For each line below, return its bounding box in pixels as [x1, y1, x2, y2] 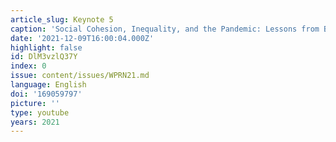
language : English [10, 80, 87, 90]
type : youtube [10, 107, 70, 118]
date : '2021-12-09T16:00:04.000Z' [10, 33, 155, 43]
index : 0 [10, 61, 47, 71]
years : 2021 [10, 117, 60, 127]
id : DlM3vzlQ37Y [10, 52, 78, 62]
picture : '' [10, 98, 60, 108]
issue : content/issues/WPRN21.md [10, 71, 150, 81]
